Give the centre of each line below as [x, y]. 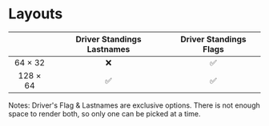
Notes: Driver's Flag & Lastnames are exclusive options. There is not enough [134, 105]
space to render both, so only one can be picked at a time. [104, 113]
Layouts [36, 14]
